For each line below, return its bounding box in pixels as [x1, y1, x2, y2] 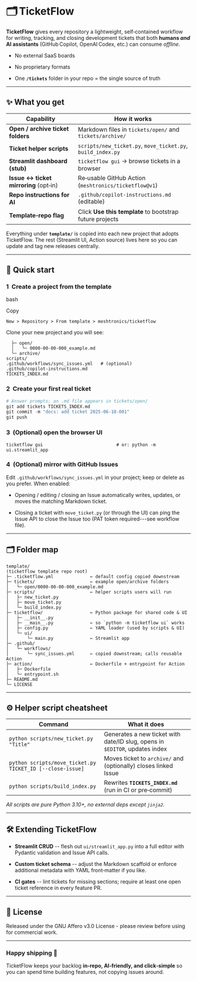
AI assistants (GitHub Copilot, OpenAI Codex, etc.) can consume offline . [6, 41, 181, 48]
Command [39, 720, 69, 728]
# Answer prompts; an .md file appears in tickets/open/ [6, 398, 148, 404]
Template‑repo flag [9, 211, 64, 219]
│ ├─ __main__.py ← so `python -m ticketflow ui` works [6, 620, 185, 626]
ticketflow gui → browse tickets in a [78, 157, 181, 165]
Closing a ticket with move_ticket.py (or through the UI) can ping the [14, 509, 180, 516]
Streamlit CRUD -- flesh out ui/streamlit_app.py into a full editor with [14, 843, 185, 850]
